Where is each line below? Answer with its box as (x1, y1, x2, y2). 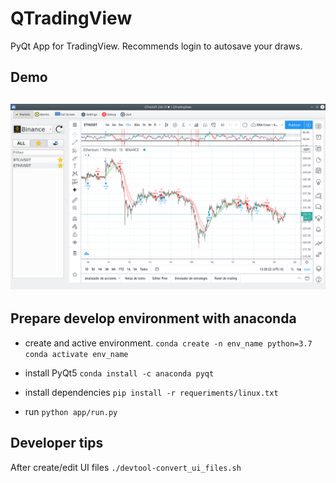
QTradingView (10, 7, 133, 30)
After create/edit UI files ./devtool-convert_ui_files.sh (10, 461, 242, 473)
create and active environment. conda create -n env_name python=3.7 (24, 337, 313, 349)
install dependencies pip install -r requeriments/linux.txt (24, 386, 279, 398)
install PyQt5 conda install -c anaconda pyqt (24, 367, 215, 379)
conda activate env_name (24, 349, 129, 359)
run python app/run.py (24, 405, 118, 417)
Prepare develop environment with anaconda (10, 310, 297, 327)
